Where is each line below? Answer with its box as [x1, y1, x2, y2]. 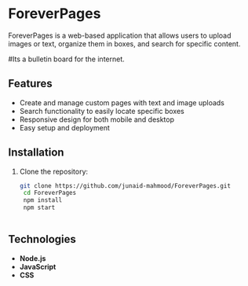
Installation [8, 146, 64, 159]
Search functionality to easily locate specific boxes [19, 106, 184, 115]
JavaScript [19, 262, 57, 271]
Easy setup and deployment [19, 123, 110, 132]
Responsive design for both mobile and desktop [19, 115, 175, 124]
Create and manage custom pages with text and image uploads [19, 97, 225, 107]
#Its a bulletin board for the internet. [8, 54, 126, 64]
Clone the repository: [19, 167, 89, 176]
